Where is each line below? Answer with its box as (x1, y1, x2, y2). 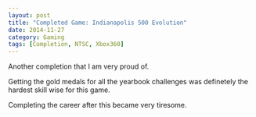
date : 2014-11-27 (8, 26, 65, 34)
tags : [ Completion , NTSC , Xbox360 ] (8, 41, 124, 48)
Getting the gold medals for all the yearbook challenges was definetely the (8, 77, 249, 87)
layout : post (8, 11, 51, 19)
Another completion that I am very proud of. (8, 62, 150, 71)
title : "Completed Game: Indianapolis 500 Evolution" (8, 19, 188, 27)
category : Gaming (8, 33, 65, 41)
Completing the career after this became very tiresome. (8, 101, 187, 110)
